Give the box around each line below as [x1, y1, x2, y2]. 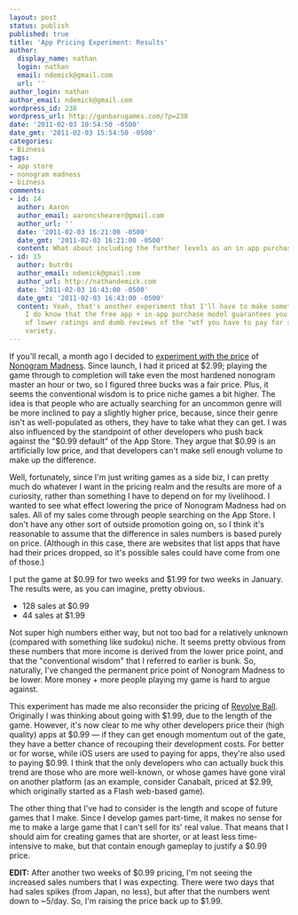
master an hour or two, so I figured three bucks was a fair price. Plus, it [9, 379, 269, 390]
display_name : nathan [17, 54, 98, 63]
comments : [9, 186, 46, 195]
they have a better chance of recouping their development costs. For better [9, 738, 285, 749]
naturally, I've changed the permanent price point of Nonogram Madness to [9, 665, 286, 675]
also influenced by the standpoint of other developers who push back [9, 426, 263, 437]
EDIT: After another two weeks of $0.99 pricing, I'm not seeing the [9, 867, 253, 878]
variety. [25, 327, 58, 335]
